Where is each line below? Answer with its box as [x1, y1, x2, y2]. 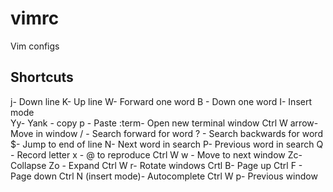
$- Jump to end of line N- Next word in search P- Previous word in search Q [10, 138, 324, 150]
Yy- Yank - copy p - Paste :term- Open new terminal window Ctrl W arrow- [10, 117, 319, 129]
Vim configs [10, 40, 60, 52]
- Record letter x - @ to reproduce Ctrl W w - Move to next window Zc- [10, 148, 303, 161]
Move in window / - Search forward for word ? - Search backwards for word [10, 127, 323, 139]
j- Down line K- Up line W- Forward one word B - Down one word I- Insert [10, 95, 313, 107]
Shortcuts [10, 69, 74, 86]
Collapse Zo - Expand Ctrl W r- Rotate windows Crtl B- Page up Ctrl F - [10, 159, 303, 171]
